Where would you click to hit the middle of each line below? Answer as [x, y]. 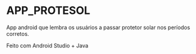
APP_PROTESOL [48, 11]
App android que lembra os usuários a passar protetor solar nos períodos [98, 27]
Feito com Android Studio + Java [47, 46]
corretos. [18, 33]
